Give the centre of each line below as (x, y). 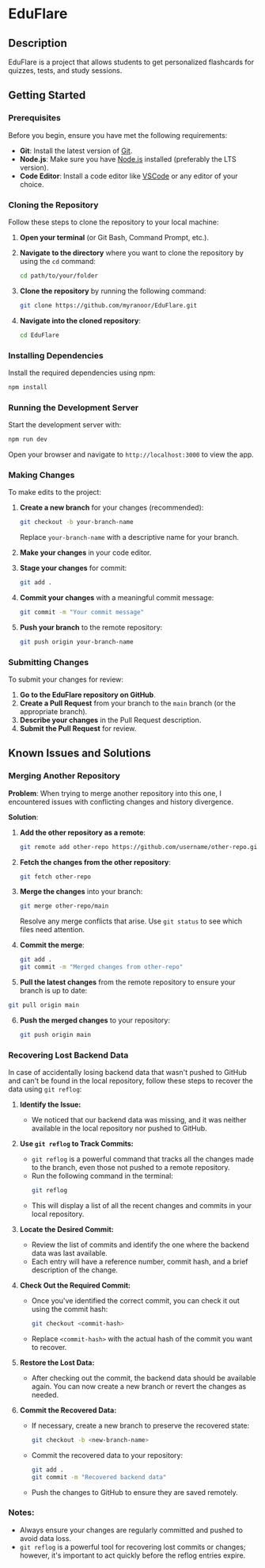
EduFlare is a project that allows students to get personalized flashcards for (131, 62)
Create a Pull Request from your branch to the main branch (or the (127, 703)
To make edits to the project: (55, 492)
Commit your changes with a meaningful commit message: (117, 598)
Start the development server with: (64, 425)
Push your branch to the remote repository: (91, 627)
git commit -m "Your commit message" (82, 612)
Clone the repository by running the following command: (113, 291)
